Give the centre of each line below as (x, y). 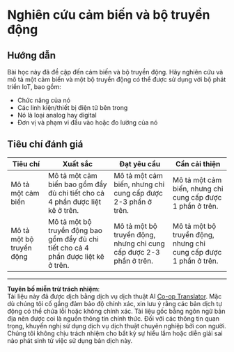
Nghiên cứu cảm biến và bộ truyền (109, 15)
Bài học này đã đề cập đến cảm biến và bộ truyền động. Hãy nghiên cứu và (115, 72)
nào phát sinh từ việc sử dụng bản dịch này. (70, 340)
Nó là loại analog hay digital (57, 115)
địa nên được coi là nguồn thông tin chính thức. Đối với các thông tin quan (113, 318)
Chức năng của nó (44, 100)
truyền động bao (75, 230)
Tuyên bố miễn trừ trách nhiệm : (54, 289)
